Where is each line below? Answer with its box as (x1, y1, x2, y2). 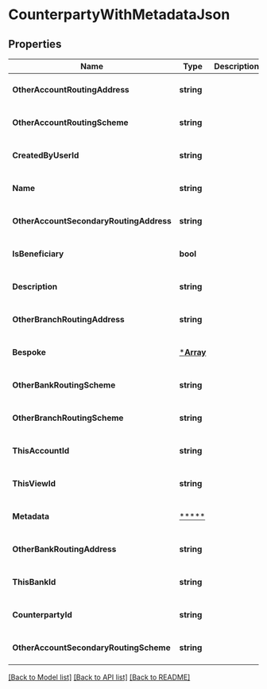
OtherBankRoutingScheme (12, 380, 116, 391)
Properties (8, 37, 62, 51)
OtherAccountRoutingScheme (12, 117, 129, 128)
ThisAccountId (12, 446, 70, 456)
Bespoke (12, 347, 46, 357)
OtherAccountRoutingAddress (12, 84, 130, 95)
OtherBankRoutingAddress (12, 543, 117, 555)
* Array (179, 347, 207, 357)
